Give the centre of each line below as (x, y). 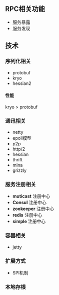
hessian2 (22, 83)
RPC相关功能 (25, 9)
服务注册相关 (21, 184)
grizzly (19, 170)
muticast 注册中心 (31, 196)
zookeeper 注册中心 (33, 209)
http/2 (19, 149)
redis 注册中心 (27, 215)
